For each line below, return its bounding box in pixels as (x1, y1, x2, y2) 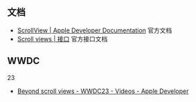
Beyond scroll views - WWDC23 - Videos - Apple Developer (17, 87, 189, 95)
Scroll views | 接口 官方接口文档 (17, 34, 108, 43)
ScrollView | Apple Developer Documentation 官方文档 (17, 26, 172, 34)
